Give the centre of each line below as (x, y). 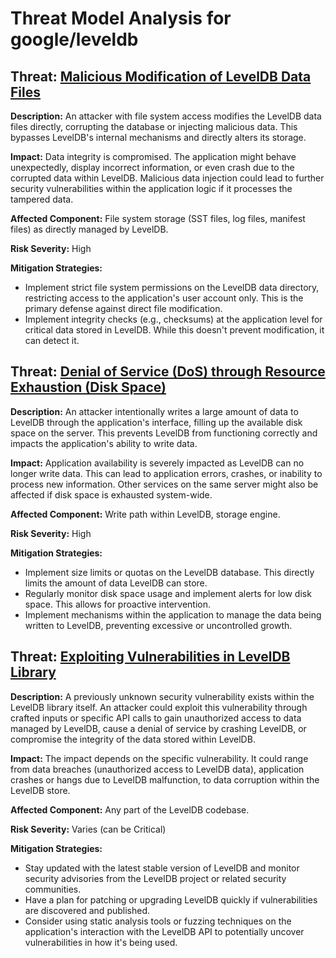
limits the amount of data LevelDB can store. (116, 583)
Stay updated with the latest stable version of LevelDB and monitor (162, 868)
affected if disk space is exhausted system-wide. (111, 494)
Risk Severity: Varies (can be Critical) (88, 829)
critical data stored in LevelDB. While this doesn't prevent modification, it (174, 330)
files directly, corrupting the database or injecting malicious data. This (154, 126)
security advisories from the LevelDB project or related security (155, 878)
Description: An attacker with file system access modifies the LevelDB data (166, 116)
